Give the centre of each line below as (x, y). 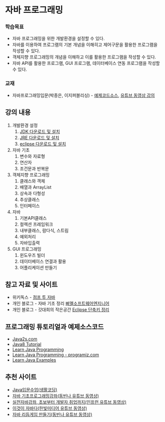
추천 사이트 (21, 377)
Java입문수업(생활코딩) (35, 390)
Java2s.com (25, 339)
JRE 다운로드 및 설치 (39, 138)
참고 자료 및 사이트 (31, 284)
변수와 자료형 (32, 156)
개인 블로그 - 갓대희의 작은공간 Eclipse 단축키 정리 (61, 310)
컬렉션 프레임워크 (36, 224)
